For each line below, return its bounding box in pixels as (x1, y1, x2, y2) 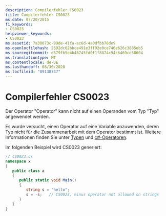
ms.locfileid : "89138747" (5, 69, 60, 75)
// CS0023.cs (5, 154, 33, 159)
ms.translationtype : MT (5, 55, 56, 60)
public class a (12, 168, 45, 174)
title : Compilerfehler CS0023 (5, 12, 70, 17)
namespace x (5, 159, 31, 164)
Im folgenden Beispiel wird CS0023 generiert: (5, 144, 102, 150)
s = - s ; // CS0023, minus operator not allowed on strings (26, 192, 159, 197)
